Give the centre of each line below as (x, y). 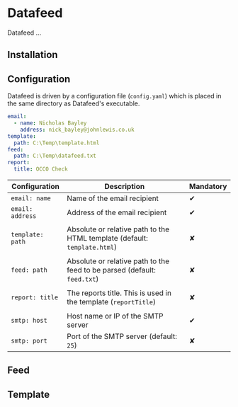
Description (125, 187)
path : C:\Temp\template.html (57, 143)
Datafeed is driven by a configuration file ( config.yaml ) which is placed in (114, 96)
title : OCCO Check (41, 169)
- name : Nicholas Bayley (50, 123)
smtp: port (29, 341)
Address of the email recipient (117, 212)
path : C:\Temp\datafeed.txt (55, 156)
